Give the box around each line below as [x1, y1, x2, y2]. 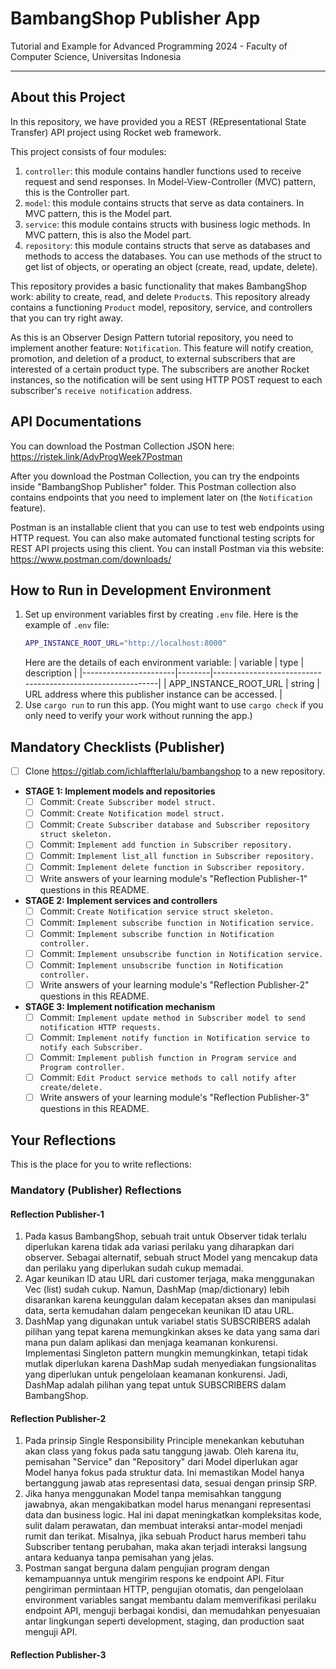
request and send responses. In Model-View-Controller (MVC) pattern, [24, 175, 317, 187]
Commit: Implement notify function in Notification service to [39, 1032, 310, 1043]
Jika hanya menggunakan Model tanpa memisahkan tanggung [24, 1488, 282, 1500]
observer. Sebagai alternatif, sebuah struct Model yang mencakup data [24, 1252, 318, 1264]
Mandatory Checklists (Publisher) [10, 738, 226, 756]
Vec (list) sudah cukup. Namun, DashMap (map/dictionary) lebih [24, 1283, 290, 1296]
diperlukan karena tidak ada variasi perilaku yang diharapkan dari [24, 1241, 295, 1253]
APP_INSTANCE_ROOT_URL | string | [168, 678, 320, 690]
